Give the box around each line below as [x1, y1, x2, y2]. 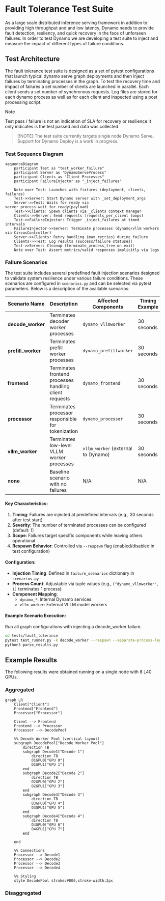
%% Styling [14, 873, 36, 879]
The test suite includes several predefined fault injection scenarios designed [5, 270, 160, 276]
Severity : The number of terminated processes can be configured [12, 522, 146, 528]
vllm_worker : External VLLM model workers [19, 601, 108, 607]
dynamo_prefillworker [82, 348, 134, 354]
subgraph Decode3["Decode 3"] [23, 792, 84, 797]
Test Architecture [5, 55, 60, 63]
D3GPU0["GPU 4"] [31, 801, 65, 806]
